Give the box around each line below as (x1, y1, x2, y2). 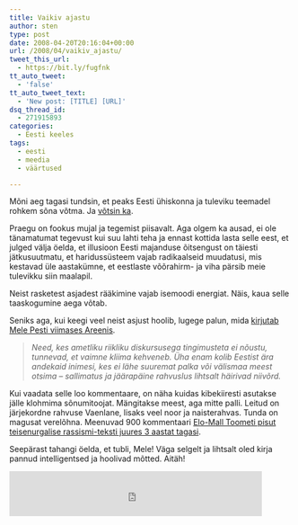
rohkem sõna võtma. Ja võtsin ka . (9, 206, 134, 217)
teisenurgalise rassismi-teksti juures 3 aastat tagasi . (9, 426, 202, 437)
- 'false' (17, 80, 54, 89)
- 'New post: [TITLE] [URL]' (17, 96, 127, 106)
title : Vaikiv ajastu (9, 13, 91, 22)
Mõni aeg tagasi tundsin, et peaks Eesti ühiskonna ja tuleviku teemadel (9, 196, 271, 207)
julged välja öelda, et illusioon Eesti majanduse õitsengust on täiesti (9, 242, 259, 253)
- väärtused (17, 164, 63, 173)
